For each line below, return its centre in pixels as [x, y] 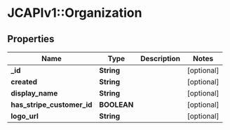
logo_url [25, 116]
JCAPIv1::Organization [75, 13]
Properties [31, 39]
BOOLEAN [116, 105]
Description [160, 59]
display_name [34, 93]
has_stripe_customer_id [52, 105]
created [24, 82]
